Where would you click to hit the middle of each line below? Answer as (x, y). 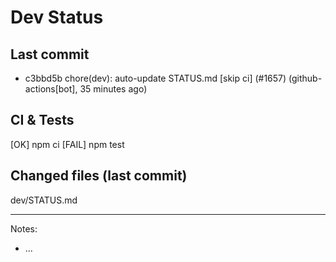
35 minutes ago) (113, 89)
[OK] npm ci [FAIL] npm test (67, 144)
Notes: (24, 228)
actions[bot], (51, 89)
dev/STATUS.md (44, 200)
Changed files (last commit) (99, 176)
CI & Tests (42, 120)
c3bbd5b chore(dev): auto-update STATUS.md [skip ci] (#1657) (155, 78)
